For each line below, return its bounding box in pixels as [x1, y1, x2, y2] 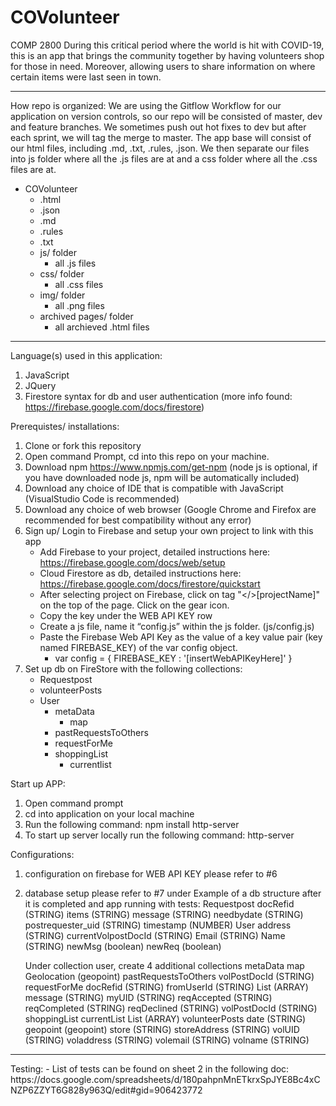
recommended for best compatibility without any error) [24, 514, 252, 526]
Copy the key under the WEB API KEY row [39, 609, 213, 621]
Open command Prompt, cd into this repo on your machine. [24, 450, 270, 462]
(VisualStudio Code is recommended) [24, 492, 180, 505]
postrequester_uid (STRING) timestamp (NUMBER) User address [24, 919, 292, 931]
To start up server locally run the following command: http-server [24, 829, 295, 841]
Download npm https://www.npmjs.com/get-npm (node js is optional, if [24, 461, 318, 473]
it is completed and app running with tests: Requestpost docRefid [24, 897, 295, 910]
